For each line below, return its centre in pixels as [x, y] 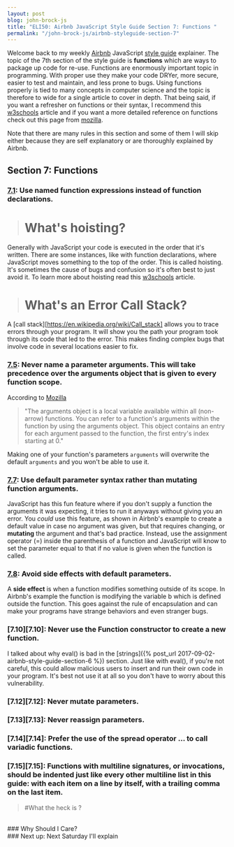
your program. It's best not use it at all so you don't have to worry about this [116, 676]
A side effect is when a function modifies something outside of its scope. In [116, 589]
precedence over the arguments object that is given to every [112, 373]
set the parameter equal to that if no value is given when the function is [110, 549]
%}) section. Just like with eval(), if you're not [159, 660]
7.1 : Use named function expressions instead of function [104, 190]
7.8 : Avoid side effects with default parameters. [89, 574]
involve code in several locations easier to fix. [73, 347]
